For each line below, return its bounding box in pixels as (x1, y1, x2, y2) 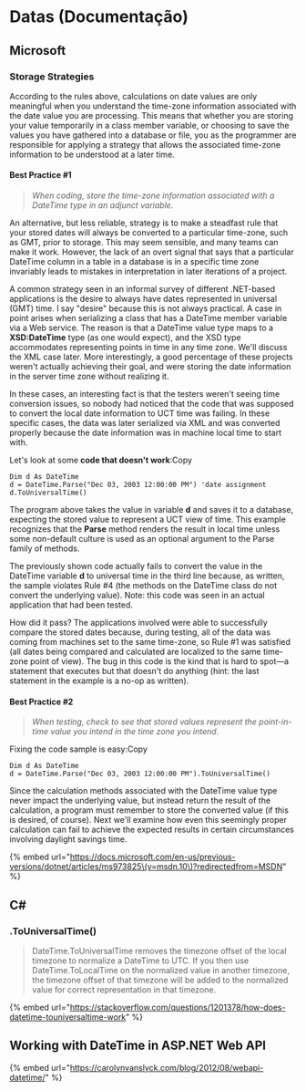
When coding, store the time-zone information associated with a (31, 190, 275, 202)
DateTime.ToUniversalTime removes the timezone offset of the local (31, 945, 287, 956)
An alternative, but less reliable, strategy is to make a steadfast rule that (9, 217, 279, 229)
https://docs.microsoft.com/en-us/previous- (69, 851, 236, 863)
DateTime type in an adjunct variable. (31, 200, 174, 211)
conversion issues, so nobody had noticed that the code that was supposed (9, 399, 294, 410)
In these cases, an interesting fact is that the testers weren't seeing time (9, 389, 280, 400)
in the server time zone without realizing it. (9, 371, 169, 382)
